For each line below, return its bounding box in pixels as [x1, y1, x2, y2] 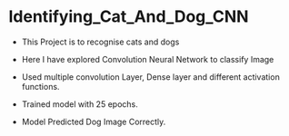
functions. [21, 81, 60, 92]
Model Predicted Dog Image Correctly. [21, 116, 166, 127]
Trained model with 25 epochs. [21, 98, 138, 110]
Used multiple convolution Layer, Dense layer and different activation [21, 71, 281, 83]
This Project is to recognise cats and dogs [21, 36, 180, 47]
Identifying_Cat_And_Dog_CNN [8, 6, 249, 27]
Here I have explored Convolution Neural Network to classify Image [21, 53, 274, 64]
